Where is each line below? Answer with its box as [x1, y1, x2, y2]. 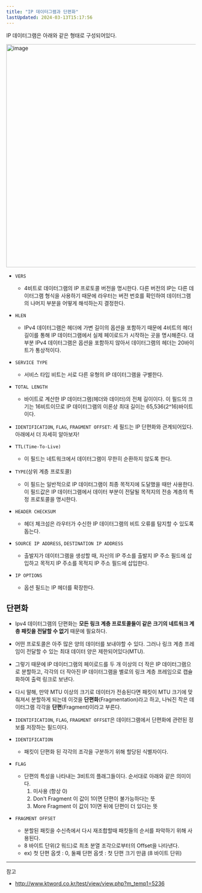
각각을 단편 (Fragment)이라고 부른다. [35, 704, 121, 711]
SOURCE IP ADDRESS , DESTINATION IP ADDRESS [14, 539, 123, 547]
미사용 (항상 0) [32, 788, 68, 795]
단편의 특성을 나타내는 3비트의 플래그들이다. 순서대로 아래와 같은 [23, 773, 176, 780]
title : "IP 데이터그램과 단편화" [6, 8, 79, 15]
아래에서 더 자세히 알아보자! [14, 430, 80, 437]
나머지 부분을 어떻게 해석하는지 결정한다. [30, 299, 126, 306]
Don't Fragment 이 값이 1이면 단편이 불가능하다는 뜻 [32, 795, 156, 802]
